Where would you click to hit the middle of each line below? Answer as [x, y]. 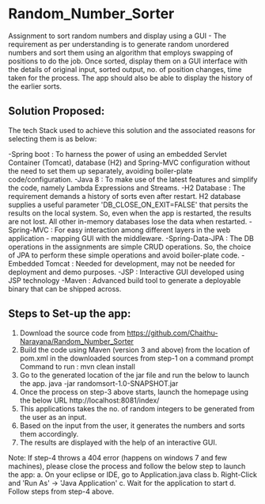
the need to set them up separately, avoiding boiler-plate [100, 170]
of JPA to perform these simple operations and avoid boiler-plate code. [124, 255]
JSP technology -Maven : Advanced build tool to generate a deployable [125, 280]
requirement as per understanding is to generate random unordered [119, 44]
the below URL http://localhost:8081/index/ [89, 400]
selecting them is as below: [53, 139]
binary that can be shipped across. [65, 288]
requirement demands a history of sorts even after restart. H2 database [125, 196]
